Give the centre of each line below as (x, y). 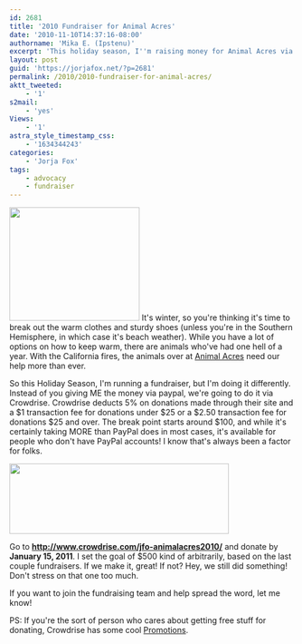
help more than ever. (48, 366)
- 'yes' (40, 111)
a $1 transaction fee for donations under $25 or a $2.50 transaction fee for (148, 413)
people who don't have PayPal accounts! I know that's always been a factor (150, 442)
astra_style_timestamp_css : (62, 136)
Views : (22, 119)
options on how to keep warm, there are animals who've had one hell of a (146, 346)
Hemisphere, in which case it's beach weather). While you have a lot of (142, 337)
